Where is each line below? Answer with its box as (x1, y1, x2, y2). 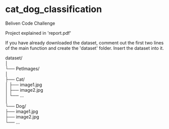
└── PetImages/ (5, 66, 40, 72)
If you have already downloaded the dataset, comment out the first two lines (5, 39, 164, 46)
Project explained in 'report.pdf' (5, 30, 72, 36)
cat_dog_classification (5, 4, 102, 15)
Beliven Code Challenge (5, 20, 55, 26)
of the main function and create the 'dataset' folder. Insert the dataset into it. (5, 45, 164, 51)
